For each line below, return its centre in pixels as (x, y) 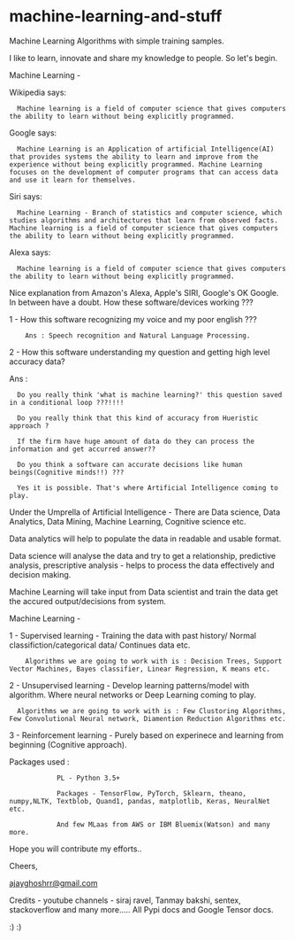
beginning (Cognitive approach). (68, 744)
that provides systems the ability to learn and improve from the (134, 157)
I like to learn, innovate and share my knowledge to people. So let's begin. (144, 58)
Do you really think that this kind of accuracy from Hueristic (138, 418)
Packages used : (39, 761)
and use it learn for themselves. (73, 180)
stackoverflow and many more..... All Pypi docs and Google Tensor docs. (141, 909)
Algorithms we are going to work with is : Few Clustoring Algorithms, (152, 711)
